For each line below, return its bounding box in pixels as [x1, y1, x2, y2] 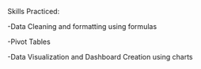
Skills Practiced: [7, 7, 60, 16]
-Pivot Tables [7, 37, 51, 46]
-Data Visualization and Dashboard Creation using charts [7, 53, 193, 61]
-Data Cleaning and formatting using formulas [7, 22, 157, 31]
